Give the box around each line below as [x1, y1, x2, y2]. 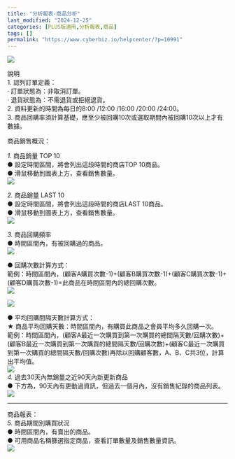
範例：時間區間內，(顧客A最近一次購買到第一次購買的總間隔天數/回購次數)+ [7, 331, 225, 339]
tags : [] [7, 29, 33, 37]
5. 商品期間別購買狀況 [7, 419, 70, 428]
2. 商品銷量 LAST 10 [7, 191, 65, 199]
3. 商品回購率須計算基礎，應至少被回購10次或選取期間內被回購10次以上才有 [7, 113, 224, 122]
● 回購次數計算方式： [7, 261, 70, 269]
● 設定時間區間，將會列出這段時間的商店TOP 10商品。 [7, 160, 164, 169]
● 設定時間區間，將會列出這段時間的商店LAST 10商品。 [7, 200, 167, 209]
